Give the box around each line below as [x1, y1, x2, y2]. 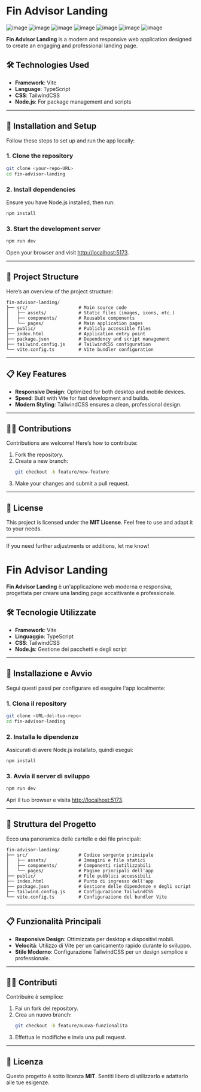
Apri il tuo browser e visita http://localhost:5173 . [6, 796, 124, 803]
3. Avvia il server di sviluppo [6, 772, 90, 780]
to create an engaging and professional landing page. [6, 42, 138, 49]
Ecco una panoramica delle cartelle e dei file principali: [6, 835, 142, 842]
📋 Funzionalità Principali [6, 917, 102, 927]
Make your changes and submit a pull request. [14, 480, 130, 487]
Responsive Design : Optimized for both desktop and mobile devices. [14, 388, 185, 395]
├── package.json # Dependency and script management [6, 336, 170, 342]
